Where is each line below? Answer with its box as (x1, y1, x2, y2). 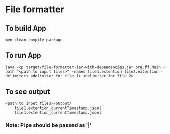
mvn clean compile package (5, 37, 63, 42)
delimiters (5, 73, 29, 78)
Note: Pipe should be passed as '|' (5, 121, 92, 128)
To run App (5, 51, 42, 60)
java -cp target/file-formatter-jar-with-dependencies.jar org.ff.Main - (5, 65, 166, 70)
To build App (5, 24, 47, 33)
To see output (5, 88, 50, 96)
